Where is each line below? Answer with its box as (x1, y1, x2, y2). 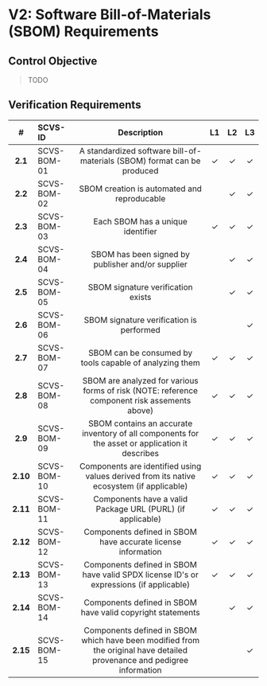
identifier (123, 225, 157, 236)
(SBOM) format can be (116, 155, 201, 166)
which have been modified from (80, 634, 200, 645)
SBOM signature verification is (83, 314, 197, 325)
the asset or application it (93, 438, 188, 449)
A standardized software (79, 145, 171, 156)
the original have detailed (93, 645, 188, 656)
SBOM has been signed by (91, 248, 191, 259)
